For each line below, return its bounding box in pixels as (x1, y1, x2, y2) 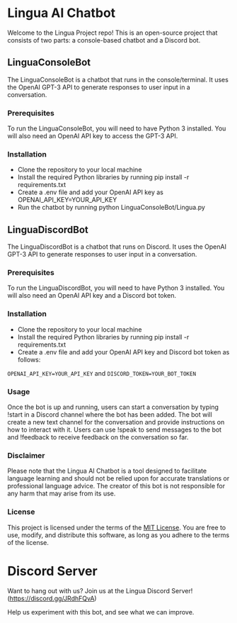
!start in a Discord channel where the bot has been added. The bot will (7, 410, 212, 419)
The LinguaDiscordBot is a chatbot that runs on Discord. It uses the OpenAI (7, 242, 226, 251)
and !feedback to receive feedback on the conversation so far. (7, 433, 189, 442)
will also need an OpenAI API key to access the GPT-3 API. (7, 132, 178, 140)
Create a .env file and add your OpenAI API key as (17, 188, 164, 196)
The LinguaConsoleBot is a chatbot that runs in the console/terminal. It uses (7, 75, 229, 84)
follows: (17, 355, 41, 364)
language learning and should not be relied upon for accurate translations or (7, 474, 230, 483)
